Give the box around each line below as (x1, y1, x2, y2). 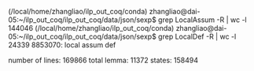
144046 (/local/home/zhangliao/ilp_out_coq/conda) (8, 24, 175, 32)
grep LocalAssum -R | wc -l (158, 15, 247, 24)
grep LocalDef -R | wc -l (158, 32, 237, 41)
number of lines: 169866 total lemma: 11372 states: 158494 (8, 55, 199, 65)
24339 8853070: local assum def (8, 40, 116, 50)
